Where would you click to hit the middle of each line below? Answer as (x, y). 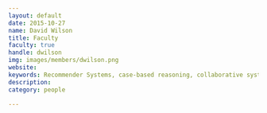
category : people (37, 90)
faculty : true (32, 45)
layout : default (35, 16)
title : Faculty (33, 38)
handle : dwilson (35, 53)
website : (23, 68)
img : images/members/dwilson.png (64, 60)
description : (30, 82)
